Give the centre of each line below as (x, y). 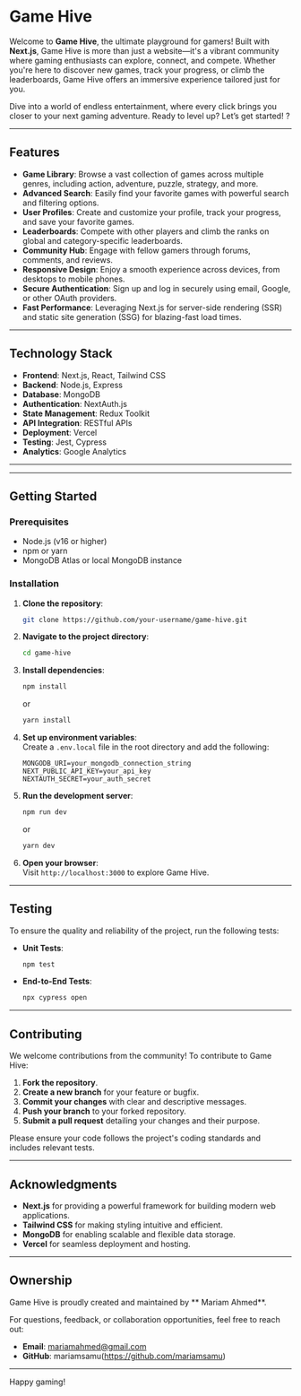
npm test (39, 964)
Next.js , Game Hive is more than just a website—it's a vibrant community (144, 50)
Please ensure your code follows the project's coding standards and (135, 1138)
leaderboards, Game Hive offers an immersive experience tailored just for (145, 79)
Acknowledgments (64, 1184)
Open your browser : (60, 863)
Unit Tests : (43, 948)
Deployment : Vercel (60, 432)
